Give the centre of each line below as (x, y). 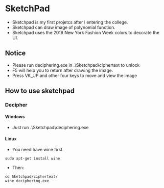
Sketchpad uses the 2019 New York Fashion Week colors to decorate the (86, 32)
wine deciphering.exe (27, 181)
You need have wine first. (38, 150)
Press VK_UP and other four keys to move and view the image (74, 75)
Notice (15, 53)
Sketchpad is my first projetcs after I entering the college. (70, 22)
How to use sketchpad (40, 91)
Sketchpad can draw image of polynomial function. (64, 27)
